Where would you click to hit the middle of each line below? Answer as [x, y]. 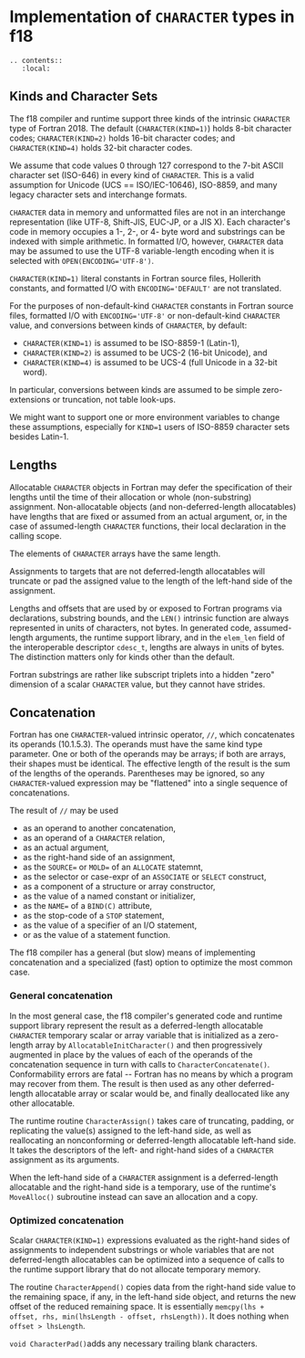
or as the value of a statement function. [97, 935]
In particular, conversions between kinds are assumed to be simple [135, 389]
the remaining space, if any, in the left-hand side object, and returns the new [153, 1296]
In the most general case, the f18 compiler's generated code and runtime [146, 1016]
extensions [30, 399]
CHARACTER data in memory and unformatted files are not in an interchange [147, 212]
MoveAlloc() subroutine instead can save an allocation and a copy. [134, 1196]
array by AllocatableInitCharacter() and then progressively [149, 1045]
